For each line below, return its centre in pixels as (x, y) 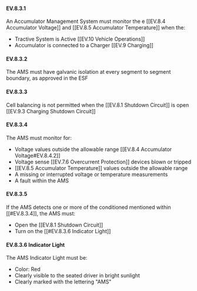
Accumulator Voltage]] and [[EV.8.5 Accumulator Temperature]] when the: (96, 28)
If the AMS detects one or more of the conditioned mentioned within (89, 207)
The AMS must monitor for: (39, 138)
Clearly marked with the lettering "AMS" (63, 282)
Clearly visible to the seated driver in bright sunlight (77, 276)
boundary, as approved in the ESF (47, 78)
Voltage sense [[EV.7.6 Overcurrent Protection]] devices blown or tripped (103, 162)
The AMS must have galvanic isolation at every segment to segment (89, 72)
